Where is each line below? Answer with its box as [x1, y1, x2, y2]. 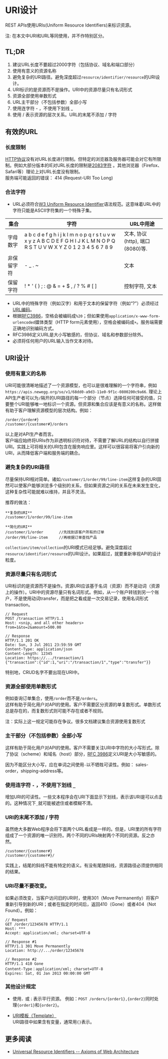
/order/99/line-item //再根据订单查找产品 [5, 535, 97, 540]
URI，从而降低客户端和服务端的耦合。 [5, 450, 83, 456]
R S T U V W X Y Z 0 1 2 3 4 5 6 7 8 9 [24, 243, 113, 250]
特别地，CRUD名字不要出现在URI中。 [5, 669, 82, 675]
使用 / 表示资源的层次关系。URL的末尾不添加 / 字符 [12, 111, 117, 118]
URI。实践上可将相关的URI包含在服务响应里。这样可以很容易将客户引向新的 [5, 444, 160, 450]
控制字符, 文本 [124, 282, 157, 289]
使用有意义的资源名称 [12, 68, 56, 74]
